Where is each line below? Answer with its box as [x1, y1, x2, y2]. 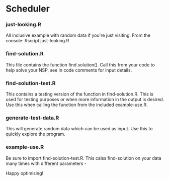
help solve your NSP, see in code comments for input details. [6, 67, 132, 73]
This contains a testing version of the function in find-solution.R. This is [6, 91, 154, 97]
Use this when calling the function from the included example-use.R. [6, 102, 148, 108]
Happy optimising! [6, 170, 44, 176]
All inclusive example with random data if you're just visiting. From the [6, 32, 150, 38]
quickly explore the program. [6, 131, 66, 137]
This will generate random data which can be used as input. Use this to [6, 126, 153, 132]
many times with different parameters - [6, 160, 87, 166]
